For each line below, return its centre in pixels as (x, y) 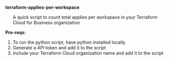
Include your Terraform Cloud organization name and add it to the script (88, 53)
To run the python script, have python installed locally (69, 42)
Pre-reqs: (16, 32)
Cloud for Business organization (46, 23)
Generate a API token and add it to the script (59, 48)
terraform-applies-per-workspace (43, 7)
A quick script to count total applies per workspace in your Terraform (85, 17)
